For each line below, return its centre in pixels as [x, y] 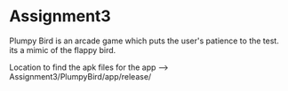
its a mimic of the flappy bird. [63, 49]
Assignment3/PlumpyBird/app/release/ [80, 76]
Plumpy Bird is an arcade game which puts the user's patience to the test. [144, 41]
